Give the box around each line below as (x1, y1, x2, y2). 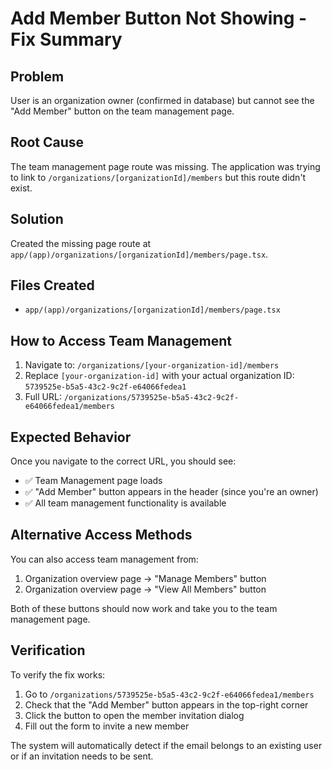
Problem (10, 68, 65, 85)
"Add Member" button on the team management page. (10, 105, 235, 117)
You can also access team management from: (10, 553, 199, 565)
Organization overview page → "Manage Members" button (24, 572, 267, 584)
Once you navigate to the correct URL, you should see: (10, 455, 237, 467)
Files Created (10, 277, 95, 294)
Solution (10, 211, 64, 228)
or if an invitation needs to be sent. (10, 750, 154, 762)
